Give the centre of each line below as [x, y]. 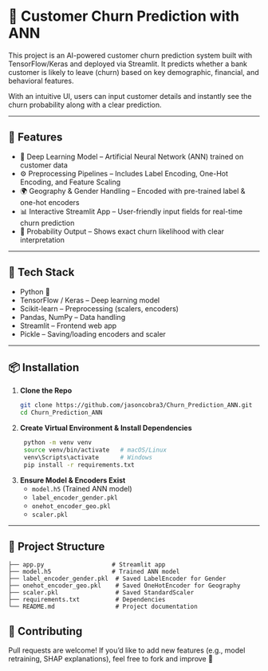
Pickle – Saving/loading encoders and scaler [93, 334]
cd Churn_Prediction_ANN [61, 413]
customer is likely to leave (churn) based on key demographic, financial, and [134, 72]
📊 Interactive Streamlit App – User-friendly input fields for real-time [131, 211]
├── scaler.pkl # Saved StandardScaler [101, 593]
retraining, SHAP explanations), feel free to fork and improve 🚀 [111, 659]
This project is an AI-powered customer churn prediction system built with [130, 55]
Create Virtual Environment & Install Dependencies [106, 428]
